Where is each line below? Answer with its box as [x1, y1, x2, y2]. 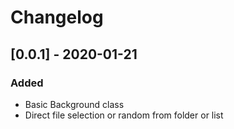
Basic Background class [24, 98, 125, 110]
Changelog [10, 6, 104, 29]
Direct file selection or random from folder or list [24, 109, 224, 121]
